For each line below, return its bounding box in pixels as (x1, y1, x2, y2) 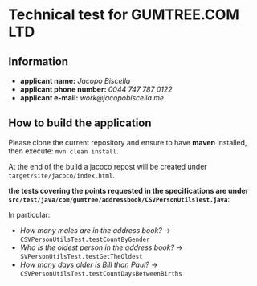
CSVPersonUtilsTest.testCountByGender (19, 235, 150, 243)
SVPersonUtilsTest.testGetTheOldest (19, 252, 143, 260)
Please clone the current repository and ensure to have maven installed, (8, 137, 247, 147)
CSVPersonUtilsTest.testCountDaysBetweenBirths (19, 269, 182, 278)
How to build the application (8, 116, 152, 130)
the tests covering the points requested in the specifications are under (8, 186, 249, 195)
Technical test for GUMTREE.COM (8, 6, 239, 24)
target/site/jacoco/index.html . (8, 170, 115, 180)
